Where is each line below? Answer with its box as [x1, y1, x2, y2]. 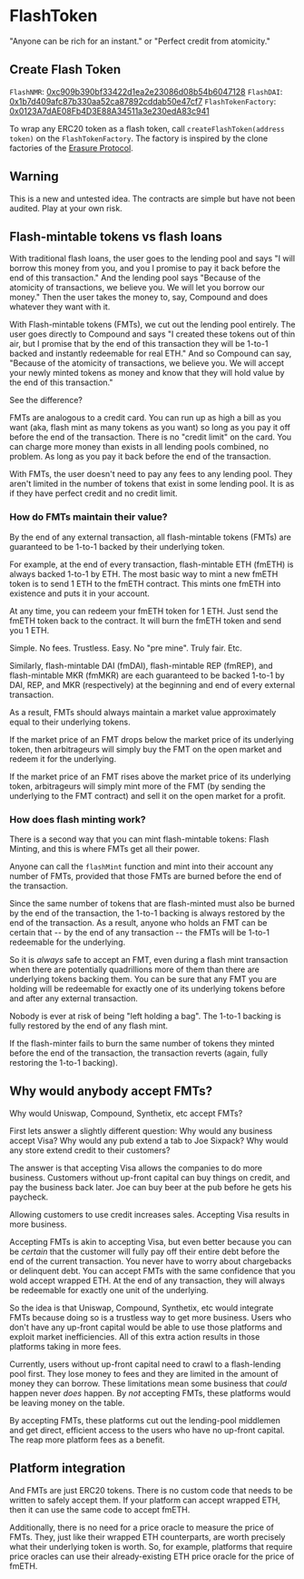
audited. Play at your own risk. [9, 202, 123, 214]
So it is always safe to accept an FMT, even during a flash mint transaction [9, 954, 289, 965]
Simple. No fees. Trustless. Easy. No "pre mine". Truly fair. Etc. [9, 643, 242, 653]
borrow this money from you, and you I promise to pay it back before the [9, 263, 281, 274]
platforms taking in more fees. [9, 1341, 122, 1351]
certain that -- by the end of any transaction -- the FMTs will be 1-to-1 [9, 926, 270, 937]
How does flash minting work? [9, 813, 147, 825]
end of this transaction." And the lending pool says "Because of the [9, 272, 261, 283]
